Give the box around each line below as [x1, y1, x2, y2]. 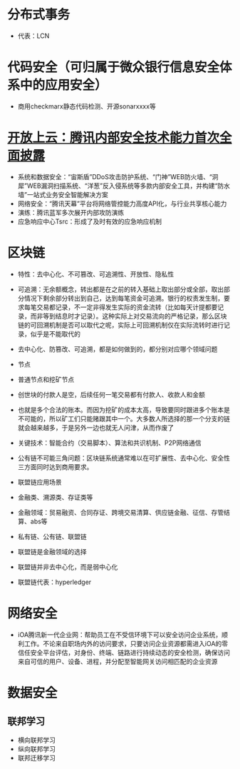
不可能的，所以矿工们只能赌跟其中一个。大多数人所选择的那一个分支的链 [17, 414, 230, 423]
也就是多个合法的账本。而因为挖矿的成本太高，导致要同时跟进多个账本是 [17, 405, 230, 414]
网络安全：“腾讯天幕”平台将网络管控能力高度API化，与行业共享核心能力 [17, 199, 227, 208]
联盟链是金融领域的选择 [17, 547, 87, 556]
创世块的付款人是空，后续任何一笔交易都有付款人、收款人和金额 [17, 390, 205, 398]
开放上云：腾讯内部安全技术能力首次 [7, 130, 220, 146]
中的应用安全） [20, 77, 108, 94]
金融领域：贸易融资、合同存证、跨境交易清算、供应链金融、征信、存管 [17, 508, 224, 516]
